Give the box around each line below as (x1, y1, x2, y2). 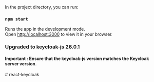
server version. (5, 61, 37, 66)
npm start (5, 16, 28, 21)
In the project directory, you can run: (5, 4, 78, 10)
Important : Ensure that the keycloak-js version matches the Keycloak (5, 56, 150, 61)
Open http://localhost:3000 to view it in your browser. (5, 31, 113, 37)
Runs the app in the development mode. (5, 26, 85, 32)
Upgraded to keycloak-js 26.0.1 (5, 43, 80, 50)
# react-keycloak (5, 72, 39, 78)
